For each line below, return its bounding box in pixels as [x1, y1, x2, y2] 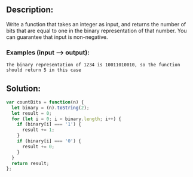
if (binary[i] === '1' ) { [17, 121, 82, 127]
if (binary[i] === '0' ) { [17, 138, 82, 144]
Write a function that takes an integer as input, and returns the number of [6, 20, 186, 28]
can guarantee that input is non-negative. [6, 33, 109, 41]
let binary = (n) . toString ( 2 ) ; [11, 105, 90, 111]
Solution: [6, 83, 41, 93]
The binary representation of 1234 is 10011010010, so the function [6, 62, 180, 68]
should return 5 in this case [6, 67, 82, 74]
